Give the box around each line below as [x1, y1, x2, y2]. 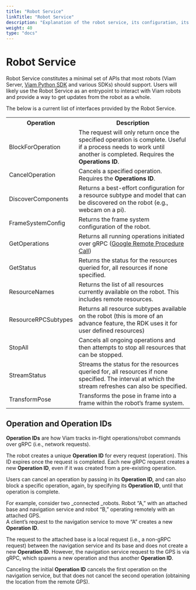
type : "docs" [6, 30, 38, 36]
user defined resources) [78, 327, 145, 335]
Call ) [78, 247, 92, 255]
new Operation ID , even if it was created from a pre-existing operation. [6, 464, 177, 471]
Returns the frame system [78, 215, 150, 224]
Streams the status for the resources [78, 361, 179, 369]
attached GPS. [6, 512, 41, 519]
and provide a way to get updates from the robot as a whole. [6, 94, 152, 101]
